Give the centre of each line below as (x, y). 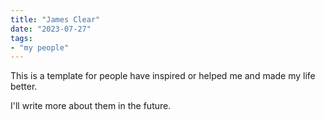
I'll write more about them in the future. (91, 106)
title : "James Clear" (55, 19)
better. (24, 87)
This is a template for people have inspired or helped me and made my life (163, 76)
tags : (21, 38)
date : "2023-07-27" (51, 29)
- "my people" (40, 47)
